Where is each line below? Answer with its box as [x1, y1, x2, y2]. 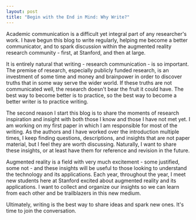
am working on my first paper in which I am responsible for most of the [6, 122, 178, 129]
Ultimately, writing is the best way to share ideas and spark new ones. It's [6, 201, 184, 208]
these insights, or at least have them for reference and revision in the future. [6, 146, 190, 154]
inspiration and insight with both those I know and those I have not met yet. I [6, 115, 191, 122]
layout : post [6, 8, 38, 15]
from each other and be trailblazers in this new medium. [6, 189, 141, 196]
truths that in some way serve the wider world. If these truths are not [6, 79, 172, 86]
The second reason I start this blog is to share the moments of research [6, 109, 180, 116]
